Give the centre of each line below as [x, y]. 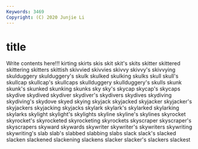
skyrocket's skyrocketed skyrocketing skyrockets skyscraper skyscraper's [99, 121]
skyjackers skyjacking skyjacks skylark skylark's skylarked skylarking [93, 108]
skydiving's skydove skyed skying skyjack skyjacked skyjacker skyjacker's [99, 102]
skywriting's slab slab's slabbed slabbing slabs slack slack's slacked [91, 133]
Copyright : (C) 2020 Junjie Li [45, 17]
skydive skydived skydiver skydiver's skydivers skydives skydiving [89, 95]
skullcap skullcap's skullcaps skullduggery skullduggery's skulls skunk [94, 83]
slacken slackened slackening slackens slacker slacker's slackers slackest [98, 140]
